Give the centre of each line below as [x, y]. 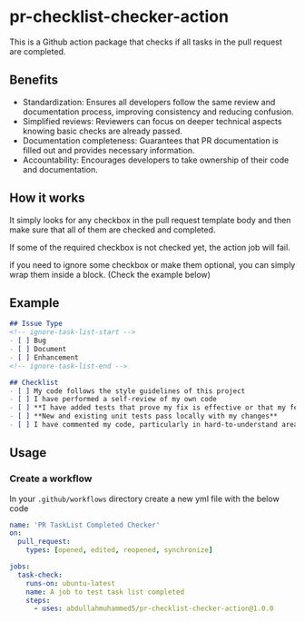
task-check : [40, 575]
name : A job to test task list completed [105, 592]
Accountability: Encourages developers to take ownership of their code [156, 160]
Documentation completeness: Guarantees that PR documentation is [150, 140]
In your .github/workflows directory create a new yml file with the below [144, 499]
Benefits [34, 80]
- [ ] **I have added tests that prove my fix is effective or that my [148, 408]
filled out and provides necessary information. [108, 150]
